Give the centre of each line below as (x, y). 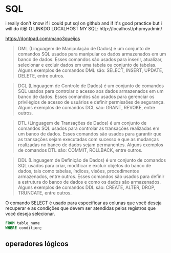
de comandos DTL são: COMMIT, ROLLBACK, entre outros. (80, 150)
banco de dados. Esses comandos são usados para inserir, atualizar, (90, 59)
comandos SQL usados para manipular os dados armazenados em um (92, 54)
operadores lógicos (37, 244)
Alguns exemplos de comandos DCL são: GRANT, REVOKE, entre (86, 107)
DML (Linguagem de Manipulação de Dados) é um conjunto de (84, 48)
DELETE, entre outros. (41, 75)
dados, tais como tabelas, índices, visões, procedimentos (78, 171)
